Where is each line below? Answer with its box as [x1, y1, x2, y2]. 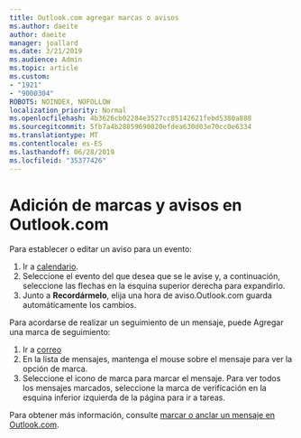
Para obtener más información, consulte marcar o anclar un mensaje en [9, 410, 276, 421]
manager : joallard [9, 38, 78, 48]
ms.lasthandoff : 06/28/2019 [9, 147, 115, 156]
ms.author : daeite [9, 22, 78, 31]
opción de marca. [22, 363, 88, 375]
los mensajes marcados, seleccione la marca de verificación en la [22, 383, 268, 394]
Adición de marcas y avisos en [9, 195, 242, 215]
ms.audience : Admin [9, 55, 83, 64]
